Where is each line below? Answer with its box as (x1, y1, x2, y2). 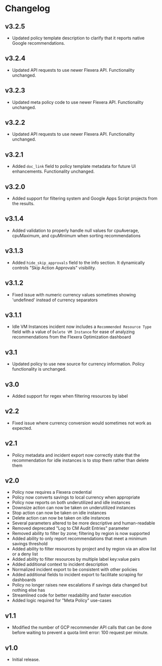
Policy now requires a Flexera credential (12, 489, 92, 495)
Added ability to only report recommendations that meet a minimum (12, 536, 147, 541)
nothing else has (12, 587, 45, 593)
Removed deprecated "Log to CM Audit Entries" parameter (12, 525, 130, 531)
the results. (12, 201, 35, 207)
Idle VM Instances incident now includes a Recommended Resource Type (12, 324, 152, 330)
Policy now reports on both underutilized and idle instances (12, 500, 131, 505)
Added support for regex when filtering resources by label (12, 393, 128, 399)
